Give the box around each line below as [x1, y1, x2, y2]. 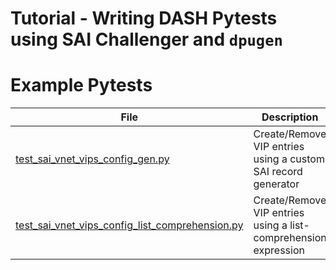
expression [253, 243, 305, 257]
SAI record [253, 165, 303, 179]
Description [261, 110, 319, 124]
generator [253, 177, 300, 191]
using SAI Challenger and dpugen [10, 28, 283, 51]
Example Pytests [10, 74, 153, 97]
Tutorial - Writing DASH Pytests [10, 7, 278, 30]
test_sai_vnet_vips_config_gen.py [15, 152, 170, 166]
